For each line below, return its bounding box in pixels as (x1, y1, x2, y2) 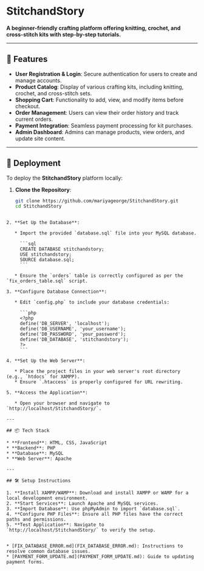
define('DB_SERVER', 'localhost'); (19, 321, 110, 327)
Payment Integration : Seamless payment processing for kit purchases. (15, 121, 193, 129)
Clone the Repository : (15, 186, 72, 193)
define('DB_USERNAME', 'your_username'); (19, 326, 126, 332)
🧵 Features (6, 54, 48, 64)
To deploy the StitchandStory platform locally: (6, 174, 123, 182)
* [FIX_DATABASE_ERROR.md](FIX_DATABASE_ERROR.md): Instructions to (6, 543, 183, 549)
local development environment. (6, 495, 88, 502)
